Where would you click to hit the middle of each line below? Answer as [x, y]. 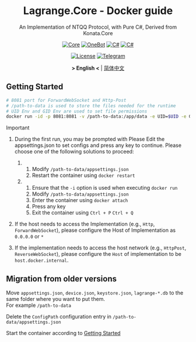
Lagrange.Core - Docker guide [98, 11]
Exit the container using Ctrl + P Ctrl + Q [83, 213]
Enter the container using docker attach [80, 200]
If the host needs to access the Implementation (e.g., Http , [85, 224]
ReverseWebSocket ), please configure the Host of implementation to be [98, 254]
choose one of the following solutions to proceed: [74, 152]
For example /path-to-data [39, 305]
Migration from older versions [61, 278]
